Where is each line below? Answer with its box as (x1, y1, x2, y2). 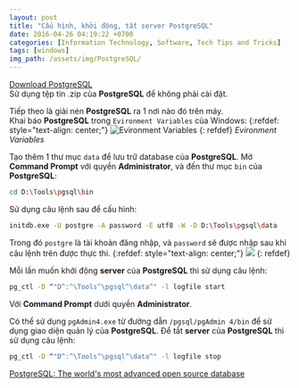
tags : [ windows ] (9, 46, 70, 55)
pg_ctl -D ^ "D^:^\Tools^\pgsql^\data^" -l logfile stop (9, 351, 221, 361)
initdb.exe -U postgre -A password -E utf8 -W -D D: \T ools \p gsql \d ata (9, 220, 278, 230)
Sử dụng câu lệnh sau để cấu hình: (9, 203, 137, 214)
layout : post (9, 12, 58, 22)
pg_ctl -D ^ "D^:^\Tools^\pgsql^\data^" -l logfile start (9, 282, 226, 291)
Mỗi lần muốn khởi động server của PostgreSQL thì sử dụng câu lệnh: (9, 265, 268, 276)
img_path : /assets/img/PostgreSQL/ (9, 54, 142, 63)
